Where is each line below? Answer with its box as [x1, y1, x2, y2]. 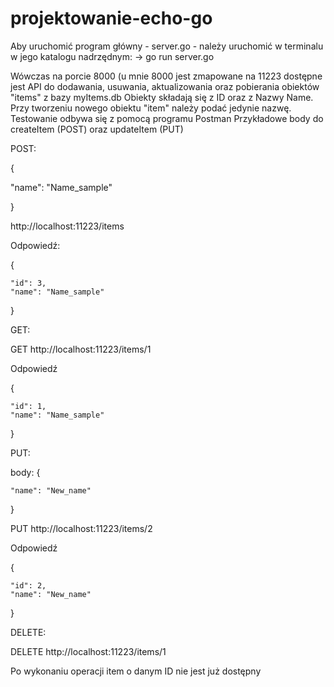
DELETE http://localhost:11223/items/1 [10, 645, 167, 657]
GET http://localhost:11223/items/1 [10, 343, 152, 355]
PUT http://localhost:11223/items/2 [10, 522, 153, 534]
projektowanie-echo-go [10, 7, 213, 30]
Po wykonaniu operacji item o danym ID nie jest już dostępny [10, 665, 262, 677]
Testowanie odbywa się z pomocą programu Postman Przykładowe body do [10, 112, 324, 124]
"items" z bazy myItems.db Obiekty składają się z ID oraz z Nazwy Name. [10, 91, 314, 103]
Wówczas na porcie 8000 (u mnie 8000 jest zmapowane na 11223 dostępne [10, 70, 323, 82]
